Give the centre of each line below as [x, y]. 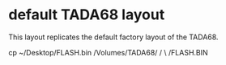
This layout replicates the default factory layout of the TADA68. [113, 37]
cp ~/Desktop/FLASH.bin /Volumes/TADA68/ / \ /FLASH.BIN [108, 52]
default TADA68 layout [87, 15]
